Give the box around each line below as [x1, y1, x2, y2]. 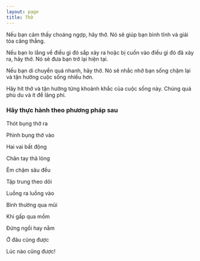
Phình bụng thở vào [6, 131, 55, 139]
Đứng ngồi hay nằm [6, 224, 55, 232]
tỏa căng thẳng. [6, 37, 46, 44]
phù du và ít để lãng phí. [6, 91, 66, 98]
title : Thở [6, 14, 34, 20]
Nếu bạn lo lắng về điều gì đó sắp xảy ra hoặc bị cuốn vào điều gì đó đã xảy [6, 49, 194, 56]
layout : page [6, 8, 39, 15]
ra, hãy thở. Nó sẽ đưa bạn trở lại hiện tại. [6, 55, 108, 62]
